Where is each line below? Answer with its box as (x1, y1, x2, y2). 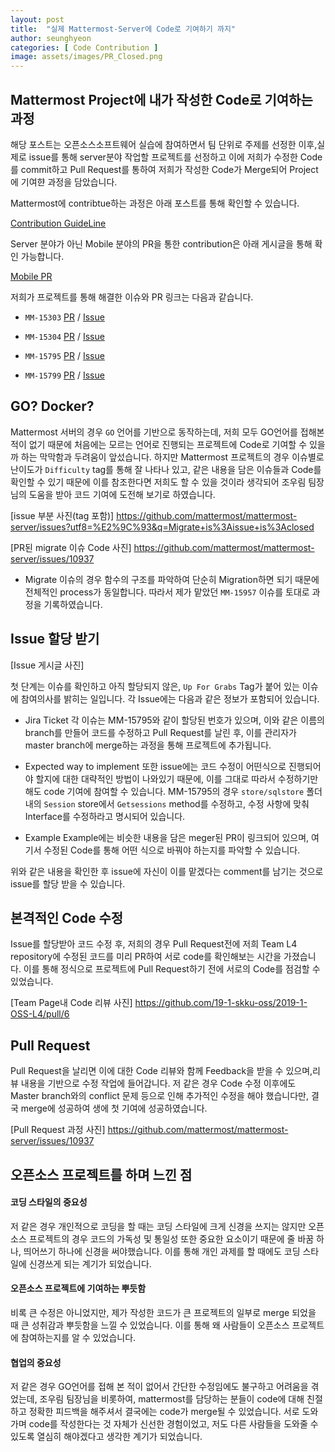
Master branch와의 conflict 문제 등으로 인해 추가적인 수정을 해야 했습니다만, (10, 1090, 309, 1102)
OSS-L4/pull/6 (10, 1008, 70, 1020)
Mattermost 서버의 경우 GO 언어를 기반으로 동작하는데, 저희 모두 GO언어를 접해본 (10, 426, 325, 438)
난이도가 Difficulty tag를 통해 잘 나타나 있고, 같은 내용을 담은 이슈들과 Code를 (10, 463, 322, 475)
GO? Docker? (10, 398, 95, 415)
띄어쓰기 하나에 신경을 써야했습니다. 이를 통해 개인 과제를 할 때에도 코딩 (23, 1245, 301, 1257)
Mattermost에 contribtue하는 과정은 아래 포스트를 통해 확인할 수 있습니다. (10, 197, 300, 209)
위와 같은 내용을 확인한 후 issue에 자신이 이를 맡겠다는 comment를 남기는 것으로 (10, 865, 324, 877)
